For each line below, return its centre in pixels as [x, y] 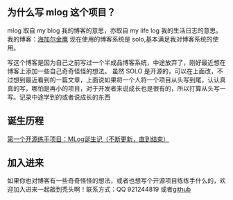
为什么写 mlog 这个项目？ [61, 12]
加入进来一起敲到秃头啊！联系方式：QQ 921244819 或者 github [102, 190]
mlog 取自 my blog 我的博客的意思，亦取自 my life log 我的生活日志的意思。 [115, 30]
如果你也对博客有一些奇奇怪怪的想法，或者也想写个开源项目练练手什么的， [113, 181]
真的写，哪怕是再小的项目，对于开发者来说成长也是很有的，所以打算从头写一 [116, 88]
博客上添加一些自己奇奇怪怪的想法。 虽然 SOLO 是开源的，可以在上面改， [112, 71]
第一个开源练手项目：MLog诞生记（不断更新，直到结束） [88, 139]
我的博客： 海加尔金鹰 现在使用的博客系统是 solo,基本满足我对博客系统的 [110, 39]
